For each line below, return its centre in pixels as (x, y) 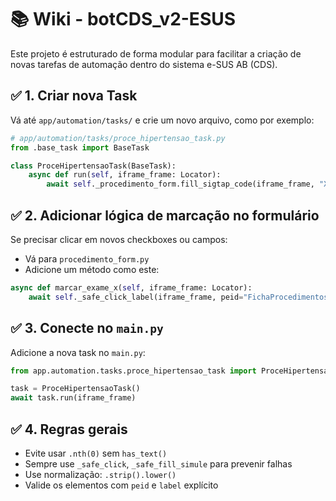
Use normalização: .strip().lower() (100, 474)
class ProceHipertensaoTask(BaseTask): (93, 166)
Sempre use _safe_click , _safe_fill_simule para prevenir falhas (158, 463)
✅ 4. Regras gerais (69, 429)
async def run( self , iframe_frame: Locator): (125, 175)
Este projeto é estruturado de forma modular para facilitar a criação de (156, 53)
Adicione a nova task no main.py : (78, 352)
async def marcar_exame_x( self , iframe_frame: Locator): (131, 287)
